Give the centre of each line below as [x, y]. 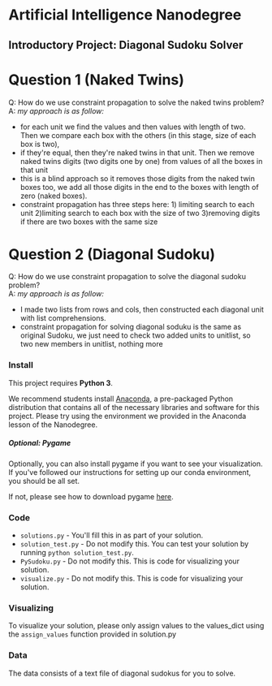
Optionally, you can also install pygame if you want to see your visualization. [136, 464]
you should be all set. [44, 481]
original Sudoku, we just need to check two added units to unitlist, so [135, 335]
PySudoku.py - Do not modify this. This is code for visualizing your [130, 561]
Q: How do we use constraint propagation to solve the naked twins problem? [136, 102]
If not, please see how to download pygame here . [91, 496]
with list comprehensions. [63, 318]
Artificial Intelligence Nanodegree [125, 15]
